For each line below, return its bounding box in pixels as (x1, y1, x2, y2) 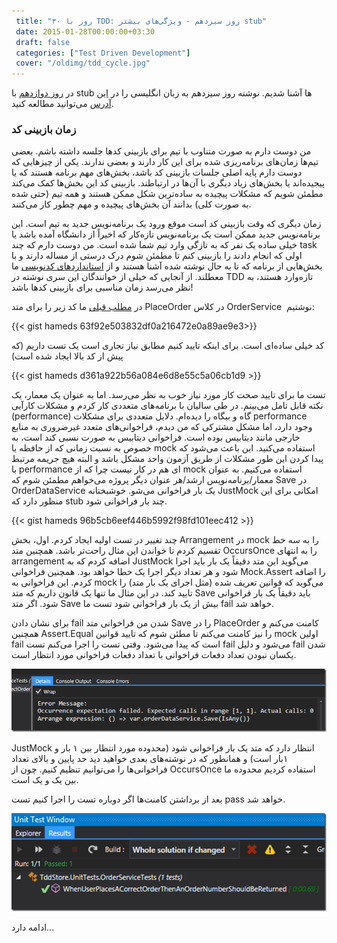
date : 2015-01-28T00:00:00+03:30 (15, 26, 156, 37)
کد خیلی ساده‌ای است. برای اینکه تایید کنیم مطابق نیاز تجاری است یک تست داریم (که (11, 340, 325, 352)
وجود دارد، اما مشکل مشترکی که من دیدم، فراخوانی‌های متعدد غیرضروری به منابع (11, 421, 313, 433)
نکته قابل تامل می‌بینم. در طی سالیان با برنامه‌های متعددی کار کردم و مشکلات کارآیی (11, 400, 324, 412)
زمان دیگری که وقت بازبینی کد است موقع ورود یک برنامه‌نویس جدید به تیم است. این (11, 218, 322, 230)
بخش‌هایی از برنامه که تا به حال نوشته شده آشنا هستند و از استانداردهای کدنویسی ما (11, 260, 323, 272)
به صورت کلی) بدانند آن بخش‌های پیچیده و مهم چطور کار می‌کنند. (11, 198, 252, 210)
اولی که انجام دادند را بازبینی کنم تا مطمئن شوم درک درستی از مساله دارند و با (11, 250, 303, 262)
